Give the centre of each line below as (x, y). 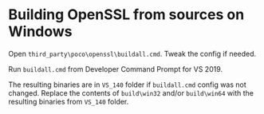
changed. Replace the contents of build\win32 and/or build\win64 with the (131, 92)
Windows (40, 31)
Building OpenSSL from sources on (126, 15)
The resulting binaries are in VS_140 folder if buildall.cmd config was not (128, 85)
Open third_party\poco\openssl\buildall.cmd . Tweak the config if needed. (132, 53)
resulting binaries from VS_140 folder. (69, 101)
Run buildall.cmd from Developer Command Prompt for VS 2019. (116, 69)
